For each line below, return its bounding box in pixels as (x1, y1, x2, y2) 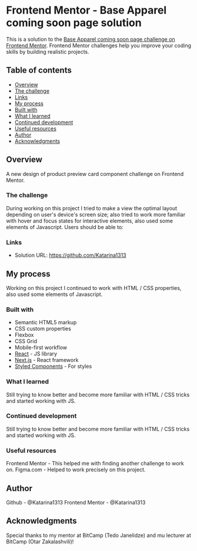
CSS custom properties (14, 325, 72, 332)
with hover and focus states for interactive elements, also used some (6, 217, 173, 224)
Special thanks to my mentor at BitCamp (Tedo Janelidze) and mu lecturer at (6, 532, 191, 539)
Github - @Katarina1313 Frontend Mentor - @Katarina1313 (6, 498, 146, 506)
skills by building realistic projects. (6, 48, 89, 55)
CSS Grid (14, 338, 37, 345)
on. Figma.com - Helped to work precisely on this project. (6, 466, 146, 473)
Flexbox (14, 331, 34, 338)
